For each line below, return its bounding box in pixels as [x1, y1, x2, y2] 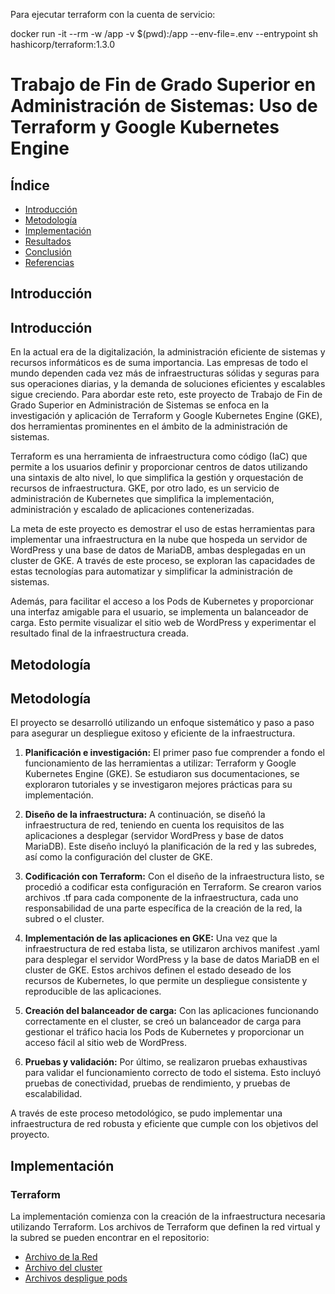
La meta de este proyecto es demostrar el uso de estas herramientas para [10, 523, 316, 535]
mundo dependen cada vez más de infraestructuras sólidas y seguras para [10, 367, 320, 379]
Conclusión [24, 246, 72, 258]
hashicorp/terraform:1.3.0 [10, 39, 116, 50]
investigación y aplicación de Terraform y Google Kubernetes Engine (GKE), [10, 410, 323, 422]
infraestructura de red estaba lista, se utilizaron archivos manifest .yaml [24, 943, 320, 955]
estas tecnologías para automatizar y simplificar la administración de [10, 565, 293, 578]
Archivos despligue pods [24, 1272, 128, 1284]
